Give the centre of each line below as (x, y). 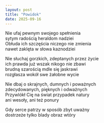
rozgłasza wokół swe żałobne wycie (42, 75)
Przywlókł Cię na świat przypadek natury (47, 95)
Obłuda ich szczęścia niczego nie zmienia (48, 44)
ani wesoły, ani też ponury (32, 100)
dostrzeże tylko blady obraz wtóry (40, 115)
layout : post (19, 10)
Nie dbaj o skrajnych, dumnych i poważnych (51, 84)
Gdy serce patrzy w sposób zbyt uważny (47, 110)
